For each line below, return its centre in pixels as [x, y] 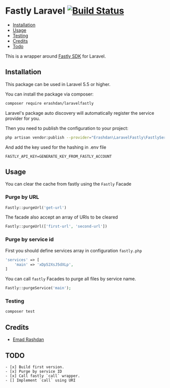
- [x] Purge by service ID [34, 371]
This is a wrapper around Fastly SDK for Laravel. [56, 56]
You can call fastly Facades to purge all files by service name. [71, 279]
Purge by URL [22, 197]
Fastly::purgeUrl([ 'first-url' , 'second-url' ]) [56, 227]
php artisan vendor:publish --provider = [49, 137]
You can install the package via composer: [49, 94]
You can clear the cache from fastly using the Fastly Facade [68, 184]
